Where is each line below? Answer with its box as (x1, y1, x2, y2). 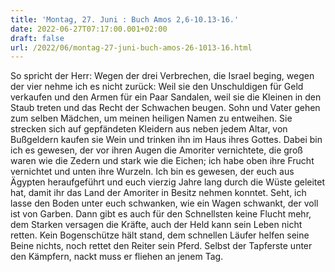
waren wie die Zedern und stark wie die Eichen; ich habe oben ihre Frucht (10, 155, 315, 167)
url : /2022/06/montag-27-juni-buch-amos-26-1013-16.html (10, 42, 253, 53)
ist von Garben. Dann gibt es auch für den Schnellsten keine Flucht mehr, (10, 208, 312, 220)
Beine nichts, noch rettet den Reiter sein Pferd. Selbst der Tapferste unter (10, 240, 313, 252)
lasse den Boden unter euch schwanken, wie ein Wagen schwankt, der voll (10, 197, 319, 210)
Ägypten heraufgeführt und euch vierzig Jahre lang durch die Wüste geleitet (10, 176, 326, 188)
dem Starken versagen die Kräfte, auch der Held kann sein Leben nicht (10, 219, 303, 231)
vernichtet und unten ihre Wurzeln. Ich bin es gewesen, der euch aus (10, 166, 295, 178)
